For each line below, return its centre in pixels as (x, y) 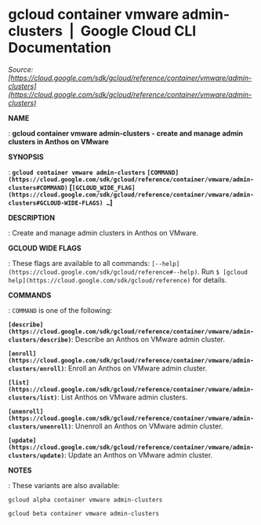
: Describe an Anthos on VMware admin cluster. (148, 339)
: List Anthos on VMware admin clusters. (123, 397)
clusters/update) (36, 456)
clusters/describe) (40, 340)
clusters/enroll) (36, 369)
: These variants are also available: (64, 485)
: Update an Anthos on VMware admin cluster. (138, 455)
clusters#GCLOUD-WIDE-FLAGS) (56, 203)
